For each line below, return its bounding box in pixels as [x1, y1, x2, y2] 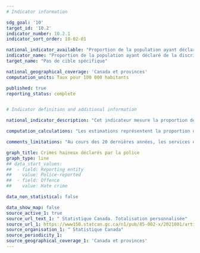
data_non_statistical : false [6, 194, 79, 200]
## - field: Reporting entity [6, 166, 84, 172]
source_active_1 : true [6, 210, 62, 216]
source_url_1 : [6, 221, 42, 227]
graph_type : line [6, 155, 49, 161]
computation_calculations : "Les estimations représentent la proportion [6, 128, 190, 134]
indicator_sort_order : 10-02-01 [6, 36, 86, 42]
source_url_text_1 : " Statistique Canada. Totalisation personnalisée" [6, 215, 187, 221]
